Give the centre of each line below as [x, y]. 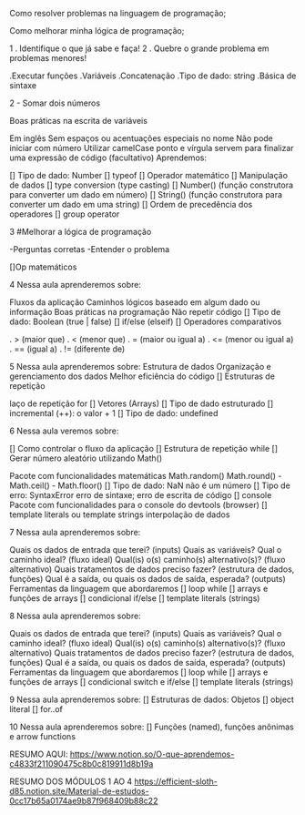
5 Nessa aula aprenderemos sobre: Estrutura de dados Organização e [140, 367]
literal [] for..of [36, 709]
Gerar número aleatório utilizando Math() [86, 458]
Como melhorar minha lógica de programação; [97, 31]
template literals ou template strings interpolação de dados [120, 514]
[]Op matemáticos [43, 267]
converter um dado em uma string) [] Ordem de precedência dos [131, 204]
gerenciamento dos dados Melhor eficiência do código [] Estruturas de [142, 376]
